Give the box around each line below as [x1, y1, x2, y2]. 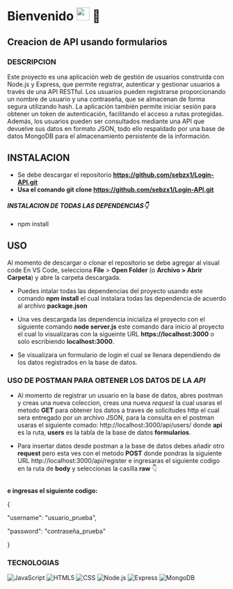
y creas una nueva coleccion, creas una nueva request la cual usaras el [17, 399, 223, 407]
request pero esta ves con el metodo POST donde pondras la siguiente [17, 449, 223, 457]
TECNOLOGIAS [7, 558, 59, 567]
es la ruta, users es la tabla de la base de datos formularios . [17, 428, 191, 437]
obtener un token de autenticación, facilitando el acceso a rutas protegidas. [7, 109, 224, 118]
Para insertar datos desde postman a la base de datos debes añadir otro [17, 442, 225, 450]
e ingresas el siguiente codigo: [7, 487, 98, 494]
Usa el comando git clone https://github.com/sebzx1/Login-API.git [17, 185, 214, 194]
